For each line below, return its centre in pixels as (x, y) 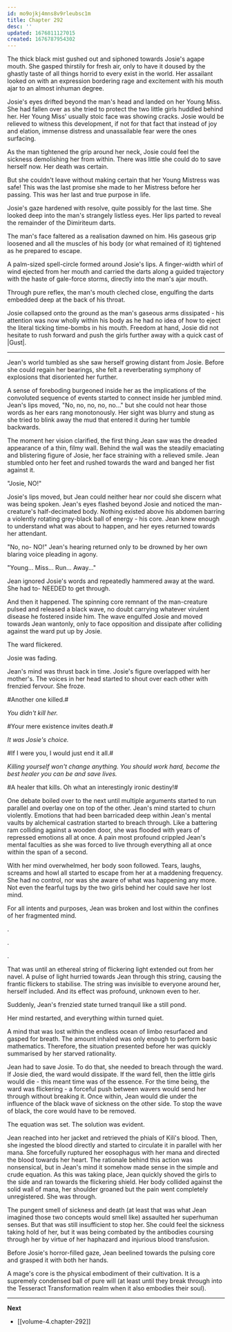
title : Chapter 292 (35, 20)
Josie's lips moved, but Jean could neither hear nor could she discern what (114, 497)
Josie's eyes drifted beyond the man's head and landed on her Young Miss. (115, 102)
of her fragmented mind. (42, 916)
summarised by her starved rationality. (62, 1054)
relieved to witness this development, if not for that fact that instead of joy (112, 124)
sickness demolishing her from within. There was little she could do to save (114, 159)
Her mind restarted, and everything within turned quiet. (86, 1018)
